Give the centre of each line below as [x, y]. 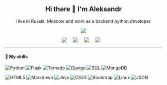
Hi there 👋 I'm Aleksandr [83, 9]
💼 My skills [17, 57]
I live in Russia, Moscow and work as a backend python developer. [83, 21]
